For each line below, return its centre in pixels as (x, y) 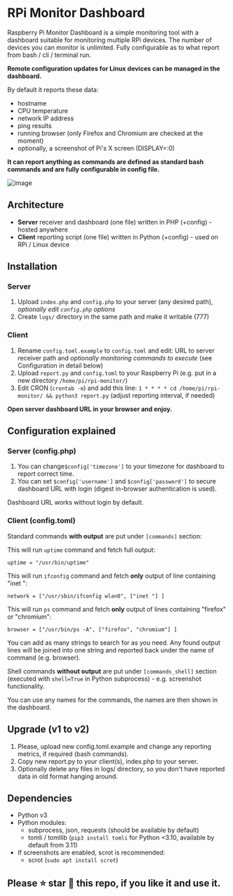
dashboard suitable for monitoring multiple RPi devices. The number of (109, 39)
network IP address (46, 118)
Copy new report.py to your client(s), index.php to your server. (108, 761)
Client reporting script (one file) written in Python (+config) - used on (118, 236)
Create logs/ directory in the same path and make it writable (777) (113, 317)
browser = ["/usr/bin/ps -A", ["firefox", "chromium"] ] (92, 629)
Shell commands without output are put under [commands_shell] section (112, 671)
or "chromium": (29, 617)
